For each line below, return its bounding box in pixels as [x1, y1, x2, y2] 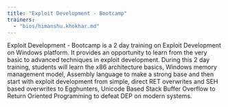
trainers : [7, 16, 36, 23]
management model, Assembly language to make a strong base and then [7, 70, 214, 78]
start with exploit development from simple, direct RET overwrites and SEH [7, 78, 218, 86]
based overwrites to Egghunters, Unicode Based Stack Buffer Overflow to [7, 85, 216, 93]
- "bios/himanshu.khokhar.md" [13, 22, 100, 29]
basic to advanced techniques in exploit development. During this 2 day [7, 56, 210, 64]
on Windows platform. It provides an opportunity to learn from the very [7, 48, 207, 57]
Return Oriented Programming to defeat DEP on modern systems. [7, 92, 192, 100]
